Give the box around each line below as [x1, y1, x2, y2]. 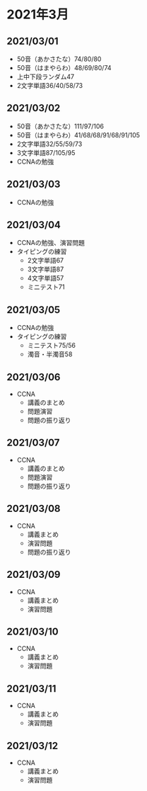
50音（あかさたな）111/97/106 [16, 122, 104, 130]
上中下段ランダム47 [16, 72, 75, 81]
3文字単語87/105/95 [16, 148, 76, 157]
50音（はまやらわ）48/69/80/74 [16, 64, 112, 72]
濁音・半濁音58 [27, 350, 73, 358]
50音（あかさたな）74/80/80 [16, 55, 102, 63]
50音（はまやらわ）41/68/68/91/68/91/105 [16, 130, 141, 139]
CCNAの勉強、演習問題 [16, 239, 86, 247]
